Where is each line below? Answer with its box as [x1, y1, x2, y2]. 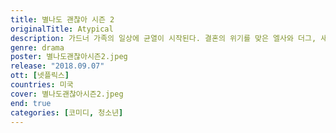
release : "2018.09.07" [10, 61, 105, 71]
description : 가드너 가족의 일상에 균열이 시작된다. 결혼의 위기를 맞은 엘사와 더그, [10, 33, 317, 43]
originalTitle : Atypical [10, 24, 114, 34]
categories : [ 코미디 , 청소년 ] [10, 107, 124, 118]
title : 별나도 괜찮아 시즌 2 [10, 14, 115, 25]
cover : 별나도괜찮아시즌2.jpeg [10, 89, 124, 99]
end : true [10, 98, 52, 108]
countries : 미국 [10, 80, 74, 90]
